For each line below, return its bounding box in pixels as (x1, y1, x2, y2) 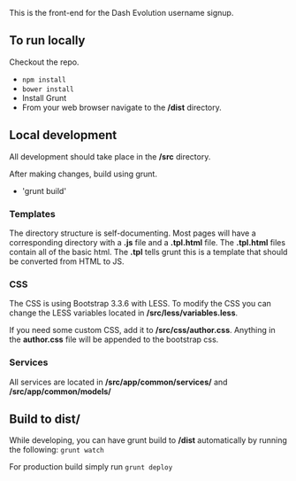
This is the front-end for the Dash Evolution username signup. (9, 8, 234, 18)
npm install (21, 75, 66, 84)
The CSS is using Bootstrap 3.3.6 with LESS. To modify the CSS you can (9, 299, 272, 309)
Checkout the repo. (9, 57, 80, 67)
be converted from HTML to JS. (9, 256, 125, 267)
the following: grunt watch (9, 445, 104, 455)
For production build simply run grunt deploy (9, 462, 173, 472)
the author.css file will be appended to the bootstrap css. (9, 334, 219, 345)
